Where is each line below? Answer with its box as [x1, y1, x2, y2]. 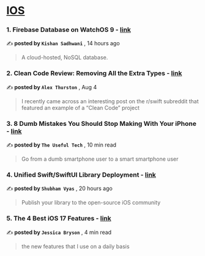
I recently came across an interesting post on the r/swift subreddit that [21, 97, 199, 104]
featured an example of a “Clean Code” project [21, 104, 140, 111]
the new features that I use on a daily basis [21, 243, 130, 250]
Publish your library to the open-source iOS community [21, 199, 161, 207]
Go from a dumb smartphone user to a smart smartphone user [21, 155, 179, 163]
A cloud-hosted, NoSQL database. [21, 54, 108, 61]
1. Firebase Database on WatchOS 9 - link [6, 26, 132, 34]
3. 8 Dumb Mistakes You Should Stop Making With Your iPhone [6, 119, 197, 128]
